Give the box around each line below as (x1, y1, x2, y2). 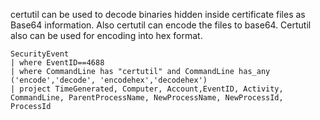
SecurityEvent (10, 49, 70, 59)
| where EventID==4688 (10, 58, 105, 68)
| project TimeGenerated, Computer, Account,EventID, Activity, (10, 84, 284, 94)
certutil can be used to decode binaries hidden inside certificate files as (10, 9, 306, 20)
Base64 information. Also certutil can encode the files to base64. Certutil (10, 19, 312, 31)
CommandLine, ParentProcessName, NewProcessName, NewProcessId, (10, 93, 284, 103)
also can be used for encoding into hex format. (10, 30, 203, 41)
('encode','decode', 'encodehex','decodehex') (10, 75, 208, 85)
